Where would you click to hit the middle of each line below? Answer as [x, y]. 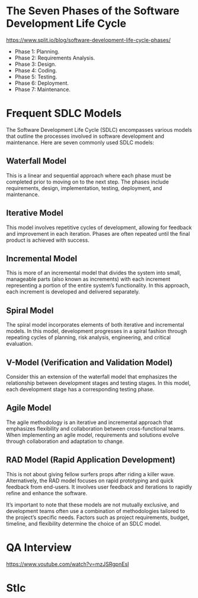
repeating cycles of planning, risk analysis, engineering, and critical [88, 337]
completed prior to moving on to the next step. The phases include [87, 182]
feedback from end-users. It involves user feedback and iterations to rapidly [99, 487]
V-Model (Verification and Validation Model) [90, 363]
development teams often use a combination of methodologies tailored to [96, 511]
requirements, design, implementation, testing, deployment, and [84, 188]
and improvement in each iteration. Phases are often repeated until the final [98, 233]
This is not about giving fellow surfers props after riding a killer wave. [91, 474]
